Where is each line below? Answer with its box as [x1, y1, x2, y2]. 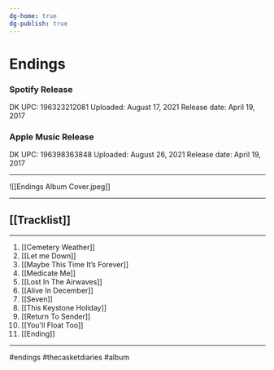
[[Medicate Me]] [20, 268, 76, 278]
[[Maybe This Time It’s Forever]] [20, 260, 129, 270]
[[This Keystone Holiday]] [20, 303, 107, 313]
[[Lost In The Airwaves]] [20, 277, 102, 287]
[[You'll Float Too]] [20, 320, 84, 330]
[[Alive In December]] [20, 286, 94, 296]
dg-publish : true [9, 20, 68, 28]
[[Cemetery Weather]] [20, 242, 96, 253]
